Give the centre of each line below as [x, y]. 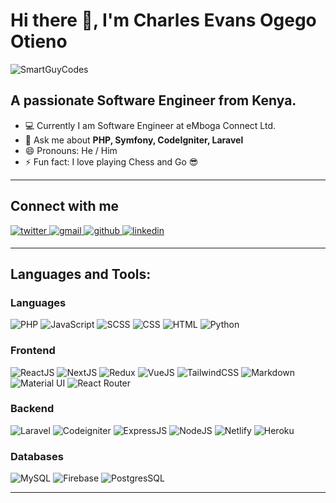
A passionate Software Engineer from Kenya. [153, 100]
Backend [32, 409]
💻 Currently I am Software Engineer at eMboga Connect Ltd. [150, 125]
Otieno [39, 41]
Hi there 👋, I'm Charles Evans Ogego [163, 20]
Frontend [33, 351]
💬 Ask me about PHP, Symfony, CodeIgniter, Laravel [134, 140]
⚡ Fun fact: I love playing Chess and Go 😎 [111, 161]
